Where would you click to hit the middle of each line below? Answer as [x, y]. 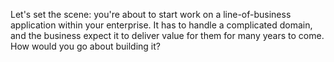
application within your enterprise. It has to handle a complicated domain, [161, 25]
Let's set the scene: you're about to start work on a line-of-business [151, 14]
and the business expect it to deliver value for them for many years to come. [167, 35]
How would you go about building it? [85, 46]
